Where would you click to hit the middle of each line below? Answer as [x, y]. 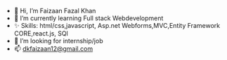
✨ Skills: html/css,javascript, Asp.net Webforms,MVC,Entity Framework [117, 25]
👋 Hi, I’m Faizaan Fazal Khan [55, 11]
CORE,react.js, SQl [41, 33]
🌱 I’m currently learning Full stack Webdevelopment [89, 18]
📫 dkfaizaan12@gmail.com [53, 48]
